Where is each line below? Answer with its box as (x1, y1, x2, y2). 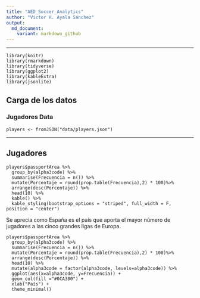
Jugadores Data (6, 113, 54, 121)
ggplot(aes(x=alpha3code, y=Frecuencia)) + (11, 271, 121, 277)
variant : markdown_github (17, 31, 82, 37)
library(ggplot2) (6, 69, 49, 74)
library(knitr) (6, 53, 44, 59)
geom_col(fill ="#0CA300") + (11, 275, 84, 282)
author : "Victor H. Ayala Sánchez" (6, 14, 95, 20)
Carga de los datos (6, 95, 77, 105)
